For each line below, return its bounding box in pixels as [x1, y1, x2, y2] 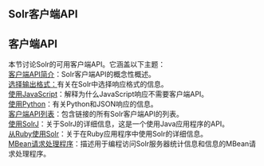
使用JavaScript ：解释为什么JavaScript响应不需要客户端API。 [8, 90, 209, 99]
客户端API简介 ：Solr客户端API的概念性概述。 [8, 70, 156, 79]
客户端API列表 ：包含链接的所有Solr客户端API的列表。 [8, 110, 183, 119]
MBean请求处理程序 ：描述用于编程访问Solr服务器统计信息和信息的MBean [8, 139, 250, 149]
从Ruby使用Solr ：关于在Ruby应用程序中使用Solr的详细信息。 [8, 129, 207, 139]
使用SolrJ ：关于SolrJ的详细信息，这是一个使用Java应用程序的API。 [8, 119, 230, 129]
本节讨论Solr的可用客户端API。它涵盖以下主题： [8, 60, 166, 69]
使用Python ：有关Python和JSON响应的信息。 [8, 99, 158, 109]
